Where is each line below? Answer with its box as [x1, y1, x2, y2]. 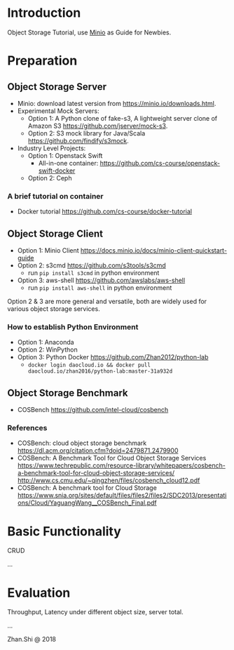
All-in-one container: [38, 159, 99, 167]
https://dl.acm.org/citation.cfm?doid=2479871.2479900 [17, 446, 179, 455]
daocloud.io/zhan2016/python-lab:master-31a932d [27, 368, 173, 375]
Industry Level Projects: [17, 144, 86, 152]
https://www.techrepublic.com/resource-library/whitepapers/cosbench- [17, 461, 226, 470]
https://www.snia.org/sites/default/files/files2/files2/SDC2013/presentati [17, 491, 227, 500]
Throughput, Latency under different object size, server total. [7, 608, 184, 616]
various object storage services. [7, 305, 100, 313]
